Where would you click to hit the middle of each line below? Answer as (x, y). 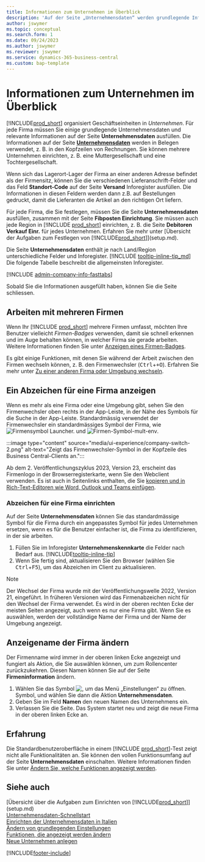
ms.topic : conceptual (34, 29)
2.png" (15, 449)
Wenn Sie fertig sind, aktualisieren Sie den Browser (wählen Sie (95, 561)
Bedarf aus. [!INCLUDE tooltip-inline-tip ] (65, 554)
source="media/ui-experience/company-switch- (129, 443)
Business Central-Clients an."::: (45, 456)
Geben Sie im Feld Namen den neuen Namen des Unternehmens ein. (102, 702)
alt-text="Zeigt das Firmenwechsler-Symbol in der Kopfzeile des (106, 449)
